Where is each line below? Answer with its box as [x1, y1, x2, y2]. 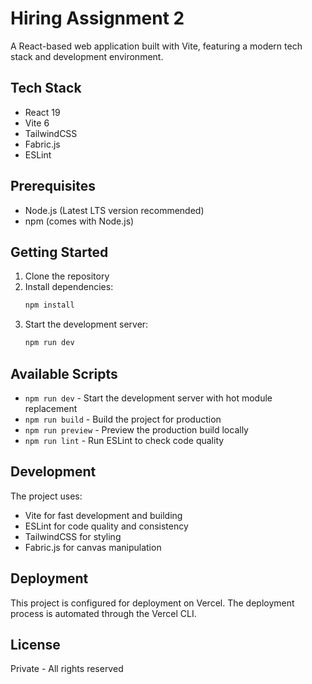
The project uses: [10, 490, 83, 502]
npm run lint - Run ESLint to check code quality [24, 434, 225, 446]
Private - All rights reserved [10, 663, 124, 675]
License [10, 636, 61, 653]
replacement [24, 402, 78, 414]
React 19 [24, 106, 61, 118]
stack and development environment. [10, 50, 164, 62]
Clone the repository [24, 270, 110, 282]
